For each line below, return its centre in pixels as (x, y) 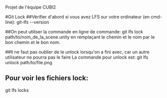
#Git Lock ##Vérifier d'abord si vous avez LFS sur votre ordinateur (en (77, 17)
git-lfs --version (33, 22)
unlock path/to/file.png (29, 62)
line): (10, 22)
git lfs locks (17, 90)
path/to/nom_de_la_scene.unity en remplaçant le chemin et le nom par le (80, 37)
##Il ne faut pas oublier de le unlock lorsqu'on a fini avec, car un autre (77, 52)
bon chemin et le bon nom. (33, 42)
